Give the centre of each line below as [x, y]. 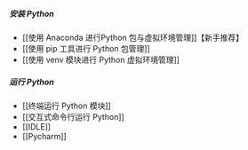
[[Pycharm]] [44, 136]
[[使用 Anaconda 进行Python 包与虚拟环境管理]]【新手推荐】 [133, 37]
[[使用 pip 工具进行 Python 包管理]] [86, 48]
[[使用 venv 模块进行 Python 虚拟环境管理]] [101, 59]
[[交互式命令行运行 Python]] [73, 116]
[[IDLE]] [36, 126]
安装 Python [32, 13]
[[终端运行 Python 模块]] [66, 106]
